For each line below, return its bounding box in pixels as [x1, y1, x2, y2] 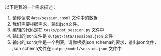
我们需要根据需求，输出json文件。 [12, 21, 82, 27]
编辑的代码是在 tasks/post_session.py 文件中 [12, 27, 105, 33]
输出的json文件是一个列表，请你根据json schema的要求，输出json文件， [12, 39, 159, 45]
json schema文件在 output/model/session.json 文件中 [12, 46, 122, 51]
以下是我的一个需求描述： [5, 4, 57, 10]
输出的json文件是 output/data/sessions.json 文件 [12, 33, 113, 39]
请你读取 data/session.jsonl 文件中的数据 [12, 15, 98, 21]
